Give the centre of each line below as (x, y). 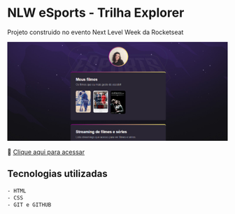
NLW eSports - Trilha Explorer (96, 13)
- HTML (17, 191)
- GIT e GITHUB (29, 205)
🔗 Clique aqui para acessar (46, 152)
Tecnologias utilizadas (57, 174)
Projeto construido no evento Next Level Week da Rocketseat (95, 32)
